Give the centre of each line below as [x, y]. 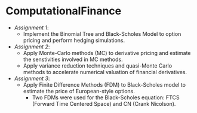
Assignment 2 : [32, 47]
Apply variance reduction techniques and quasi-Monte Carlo [98, 65]
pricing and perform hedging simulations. [74, 40]
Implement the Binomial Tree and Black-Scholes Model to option [102, 33]
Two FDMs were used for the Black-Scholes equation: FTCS [106, 97]
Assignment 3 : [32, 78]
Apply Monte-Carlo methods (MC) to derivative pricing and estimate [107, 53]
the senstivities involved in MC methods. [73, 59]
